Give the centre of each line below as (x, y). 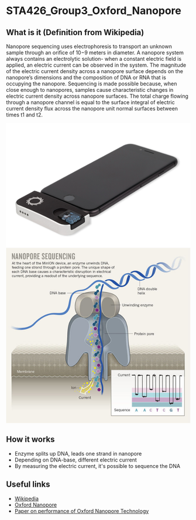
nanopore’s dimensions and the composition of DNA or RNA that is (86, 78)
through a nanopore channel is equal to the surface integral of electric (90, 102)
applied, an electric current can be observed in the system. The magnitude (96, 65)
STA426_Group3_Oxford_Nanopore (94, 11)
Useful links (28, 485)
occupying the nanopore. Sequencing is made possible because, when (92, 84)
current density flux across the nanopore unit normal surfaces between (92, 109)
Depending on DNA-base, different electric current (76, 460)
